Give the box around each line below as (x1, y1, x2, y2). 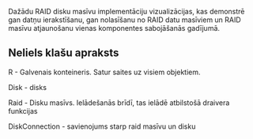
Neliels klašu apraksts (8, 47, 119, 60)
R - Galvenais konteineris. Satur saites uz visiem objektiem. (8, 67, 201, 77)
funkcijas (8, 106, 38, 115)
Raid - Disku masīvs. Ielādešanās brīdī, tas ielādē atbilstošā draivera (8, 98, 230, 107)
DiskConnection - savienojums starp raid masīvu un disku (8, 122, 196, 131)
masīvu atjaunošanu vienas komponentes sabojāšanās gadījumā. (8, 24, 220, 32)
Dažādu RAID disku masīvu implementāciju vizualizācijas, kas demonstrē (8, 7, 245, 16)
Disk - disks (8, 82, 47, 92)
